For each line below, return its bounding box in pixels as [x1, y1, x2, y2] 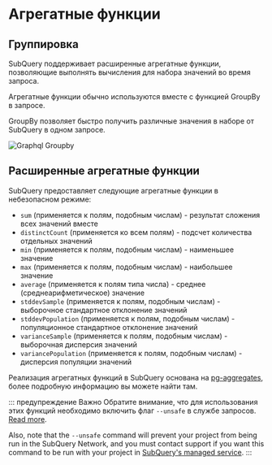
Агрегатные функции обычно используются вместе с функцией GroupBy [8, 92, 261, 102]
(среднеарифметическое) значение [19, 288, 145, 298]
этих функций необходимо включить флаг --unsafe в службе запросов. [8, 406, 257, 415]
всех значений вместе [19, 219, 99, 228]
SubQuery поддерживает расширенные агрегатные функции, [8, 59, 222, 68]
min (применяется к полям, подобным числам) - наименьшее [19, 245, 234, 254]
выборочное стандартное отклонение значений [19, 305, 188, 315]
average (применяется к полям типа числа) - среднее [19, 279, 206, 289]
